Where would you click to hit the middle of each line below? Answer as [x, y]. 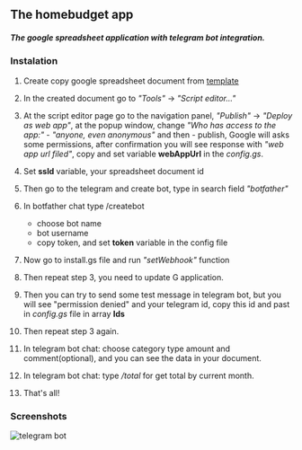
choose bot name [69, 223]
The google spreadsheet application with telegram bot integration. [138, 37]
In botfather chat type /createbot [84, 206]
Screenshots [39, 416]
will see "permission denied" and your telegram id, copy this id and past [156, 304]
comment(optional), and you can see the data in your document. [142, 357]
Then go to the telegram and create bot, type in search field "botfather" [155, 189]
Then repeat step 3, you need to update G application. [123, 277]
